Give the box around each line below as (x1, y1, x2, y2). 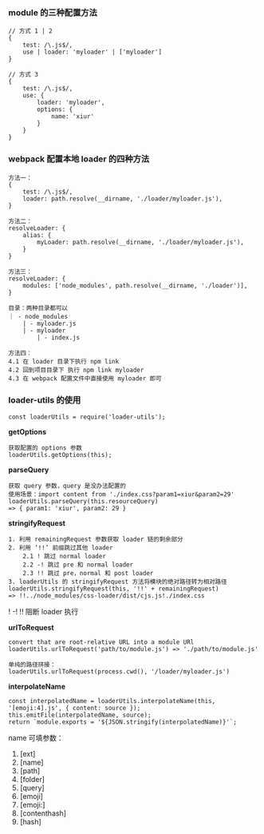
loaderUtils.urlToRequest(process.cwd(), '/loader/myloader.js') (8, 667, 230, 676)
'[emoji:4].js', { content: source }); (8, 704, 141, 712)
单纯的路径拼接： (8, 661, 57, 669)
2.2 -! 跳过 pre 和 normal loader (22, 561, 134, 569)
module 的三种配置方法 (8, 6, 98, 18)
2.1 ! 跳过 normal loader (22, 552, 106, 560)
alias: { (22, 231, 52, 239)
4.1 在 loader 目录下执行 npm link (8, 357, 120, 365)
